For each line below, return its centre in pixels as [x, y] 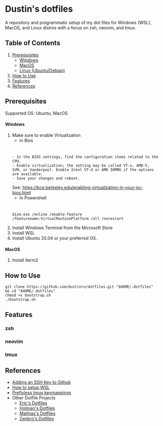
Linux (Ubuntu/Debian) [42, 70]
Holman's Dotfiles [37, 408]
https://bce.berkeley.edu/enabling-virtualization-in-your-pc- [83, 187]
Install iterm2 [25, 260]
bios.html [21, 192]
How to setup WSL [31, 387]
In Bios [26, 140]
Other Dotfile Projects [34, 398]
